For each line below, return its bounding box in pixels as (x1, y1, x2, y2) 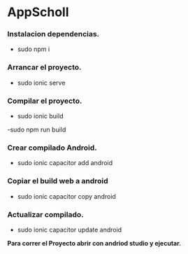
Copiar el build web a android (7, 176, 108, 186)
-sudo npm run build (7, 125, 66, 134)
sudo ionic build (17, 112, 64, 120)
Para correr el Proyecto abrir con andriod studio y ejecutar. (7, 239, 182, 247)
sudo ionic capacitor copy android (17, 192, 117, 200)
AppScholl (7, 4, 69, 20)
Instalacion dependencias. (7, 29, 100, 39)
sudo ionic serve (17, 78, 66, 87)
